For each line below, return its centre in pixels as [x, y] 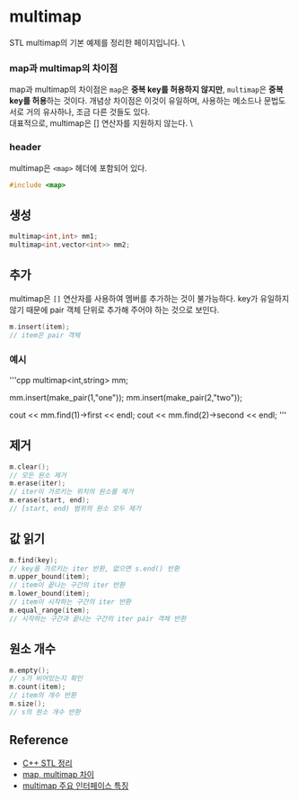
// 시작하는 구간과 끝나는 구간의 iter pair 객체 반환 [98, 618]
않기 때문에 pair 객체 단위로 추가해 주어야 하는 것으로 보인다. [114, 310]
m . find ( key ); [34, 560]
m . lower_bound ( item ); [50, 594]
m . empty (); [30, 670]
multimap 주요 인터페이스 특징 [75, 786]
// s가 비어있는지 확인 [46, 679]
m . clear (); [30, 467]
